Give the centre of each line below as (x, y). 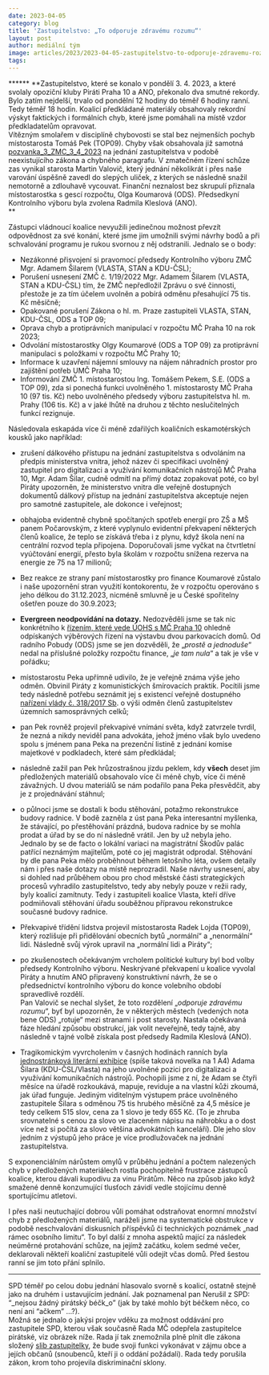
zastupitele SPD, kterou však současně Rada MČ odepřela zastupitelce (125, 1328)
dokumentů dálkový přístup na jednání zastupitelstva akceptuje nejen (134, 496)
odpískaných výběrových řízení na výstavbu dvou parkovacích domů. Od (140, 636)
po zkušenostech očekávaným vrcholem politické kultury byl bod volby (137, 960)
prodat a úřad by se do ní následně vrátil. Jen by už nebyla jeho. (126, 834)
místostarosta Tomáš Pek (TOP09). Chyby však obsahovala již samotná (126, 143)
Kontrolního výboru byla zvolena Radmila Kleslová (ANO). (103, 202)
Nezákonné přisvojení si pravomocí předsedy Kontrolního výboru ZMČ (136, 259)
